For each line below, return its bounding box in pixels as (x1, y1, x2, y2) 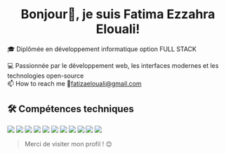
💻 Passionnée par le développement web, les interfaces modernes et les (7, 61, 219, 69)
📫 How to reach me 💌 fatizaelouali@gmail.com (7, 79, 142, 87)
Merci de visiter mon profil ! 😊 (24, 139, 112, 148)
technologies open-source (7, 71, 84, 80)
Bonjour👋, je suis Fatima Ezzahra (20, 6, 215, 22)
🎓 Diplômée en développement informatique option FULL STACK (7, 45, 197, 53)
